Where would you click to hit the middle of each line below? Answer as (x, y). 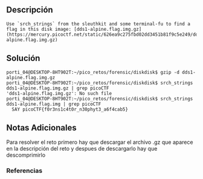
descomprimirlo (26, 155)
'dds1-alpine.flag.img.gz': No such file (59, 93)
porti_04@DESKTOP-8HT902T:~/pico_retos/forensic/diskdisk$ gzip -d (93, 72)
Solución (23, 58)
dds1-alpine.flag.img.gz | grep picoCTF (58, 88)
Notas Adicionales (41, 128)
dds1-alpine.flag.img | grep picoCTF (54, 104)
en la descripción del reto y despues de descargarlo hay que (82, 149)
